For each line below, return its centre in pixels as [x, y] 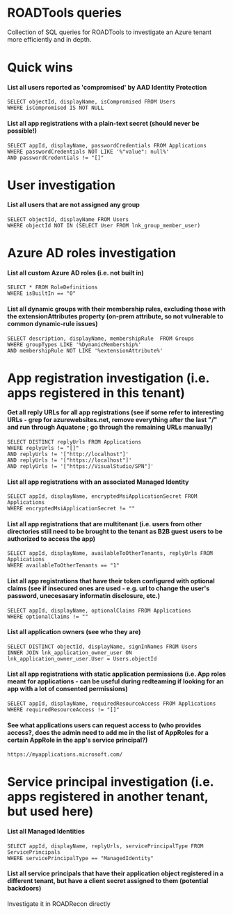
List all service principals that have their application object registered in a [115, 873]
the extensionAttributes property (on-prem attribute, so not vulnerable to [115, 316]
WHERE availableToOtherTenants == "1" [63, 566]
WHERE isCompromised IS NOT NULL [56, 108]
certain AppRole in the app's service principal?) [78, 740]
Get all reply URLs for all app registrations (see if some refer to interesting [116, 412]
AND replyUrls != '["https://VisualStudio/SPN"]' [81, 466]
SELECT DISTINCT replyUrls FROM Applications [74, 442]
